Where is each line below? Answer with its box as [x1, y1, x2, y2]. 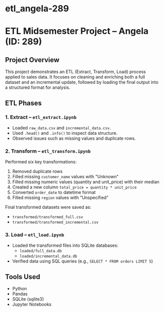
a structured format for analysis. [5, 84, 70, 90]
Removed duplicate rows [12, 168, 63, 174]
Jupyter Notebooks [12, 302, 52, 308]
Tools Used [5, 273, 40, 281]
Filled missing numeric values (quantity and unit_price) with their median [12, 179, 160, 185]
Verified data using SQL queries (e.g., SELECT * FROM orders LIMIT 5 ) [12, 258, 153, 264]
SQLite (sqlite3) [12, 296, 44, 302]
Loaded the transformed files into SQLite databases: [12, 242, 119, 248]
